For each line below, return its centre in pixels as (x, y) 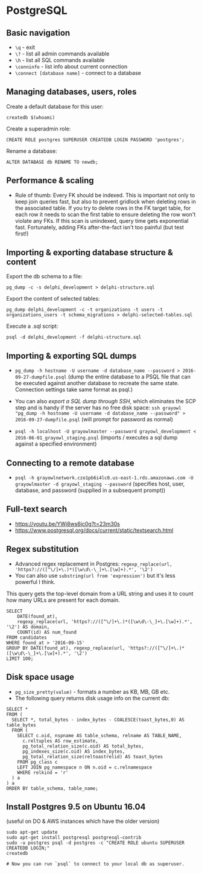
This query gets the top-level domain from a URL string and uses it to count (100, 593)
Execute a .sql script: (32, 326)
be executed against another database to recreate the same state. (97, 383)
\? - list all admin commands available (62, 54)
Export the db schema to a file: (44, 277)
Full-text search (37, 509)
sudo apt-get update (32, 833)
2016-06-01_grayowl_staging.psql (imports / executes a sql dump (96, 438)
